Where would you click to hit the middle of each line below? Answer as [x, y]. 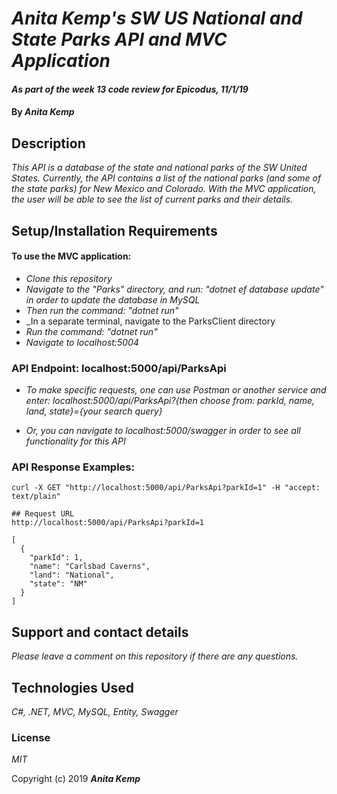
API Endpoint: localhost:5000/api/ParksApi [119, 368]
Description [48, 143]
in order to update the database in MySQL [113, 299]
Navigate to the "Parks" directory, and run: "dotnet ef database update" [174, 289]
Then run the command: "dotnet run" [102, 310]
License [31, 737]
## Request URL [43, 514]
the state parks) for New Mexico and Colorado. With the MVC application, [164, 189]
